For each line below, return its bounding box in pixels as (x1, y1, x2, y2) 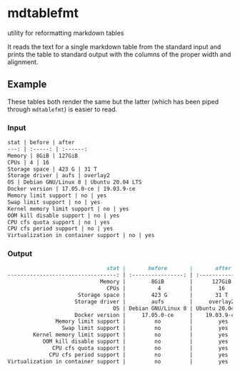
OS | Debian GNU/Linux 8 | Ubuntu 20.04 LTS (7, 179, 142, 186)
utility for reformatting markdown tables (7, 29, 124, 37)
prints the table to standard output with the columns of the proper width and (7, 50, 231, 59)
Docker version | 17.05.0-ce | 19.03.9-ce (7, 186, 136, 193)
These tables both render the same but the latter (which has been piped (7, 97, 219, 106)
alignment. (7, 57, 39, 66)
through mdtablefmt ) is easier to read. (7, 105, 118, 114)
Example (7, 79, 47, 91)
